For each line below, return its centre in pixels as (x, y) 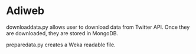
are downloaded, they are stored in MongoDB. (62, 33)
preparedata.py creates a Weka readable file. (61, 45)
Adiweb (25, 11)
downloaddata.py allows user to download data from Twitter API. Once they (98, 27)
